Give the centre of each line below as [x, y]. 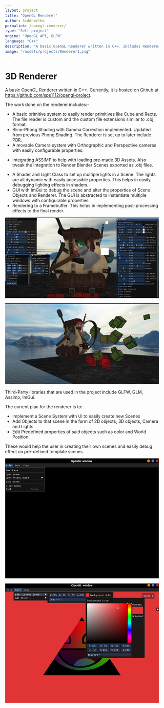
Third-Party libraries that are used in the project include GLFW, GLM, [74, 392]
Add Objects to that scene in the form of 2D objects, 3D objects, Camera [85, 421]
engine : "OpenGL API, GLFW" [34, 36]
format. [20, 124]
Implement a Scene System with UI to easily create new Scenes [76, 416]
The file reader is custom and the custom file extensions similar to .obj [83, 119]
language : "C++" [21, 42]
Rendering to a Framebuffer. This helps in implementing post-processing [85, 206]
